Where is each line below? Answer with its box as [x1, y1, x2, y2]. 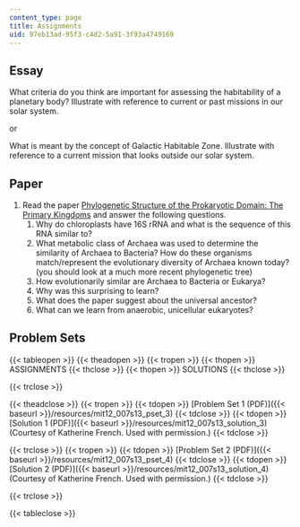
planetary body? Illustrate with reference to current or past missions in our [9, 96, 284, 108]
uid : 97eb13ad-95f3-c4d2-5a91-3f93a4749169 [9, 30, 175, 39]
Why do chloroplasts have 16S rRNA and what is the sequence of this [35, 219, 291, 229]
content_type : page [9, 13, 82, 22]
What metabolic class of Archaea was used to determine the [35, 238, 259, 248]
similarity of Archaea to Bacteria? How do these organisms [35, 247, 253, 258]
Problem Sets [9, 331, 86, 346]
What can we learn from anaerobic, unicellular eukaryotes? [35, 305, 253, 315]
